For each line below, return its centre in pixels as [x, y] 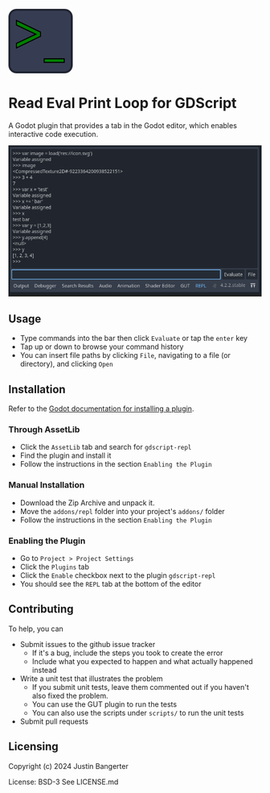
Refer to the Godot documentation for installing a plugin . [101, 409]
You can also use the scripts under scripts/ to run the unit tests [138, 712]
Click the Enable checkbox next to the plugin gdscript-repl [118, 575]
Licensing [33, 747]
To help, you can [36, 629]
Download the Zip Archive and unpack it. [87, 502]
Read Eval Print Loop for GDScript [123, 104]
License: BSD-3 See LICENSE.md [63, 782]
